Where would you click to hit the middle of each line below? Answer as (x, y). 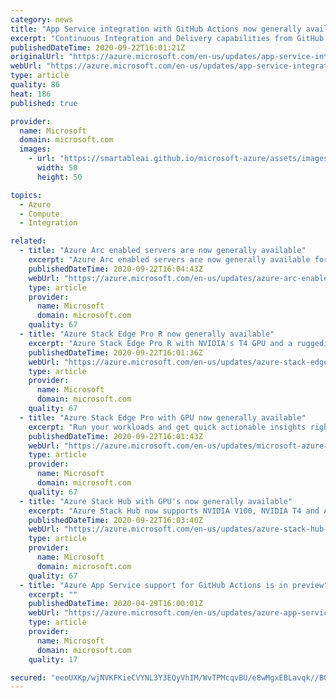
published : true (44, 103)
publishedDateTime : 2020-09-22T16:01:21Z (98, 47)
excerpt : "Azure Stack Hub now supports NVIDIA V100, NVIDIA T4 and (174, 511)
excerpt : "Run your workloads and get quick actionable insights (167, 427)
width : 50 (57, 168)
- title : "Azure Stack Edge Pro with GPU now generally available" (163, 417)
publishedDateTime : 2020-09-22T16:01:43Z (115, 436)
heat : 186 (31, 94)
